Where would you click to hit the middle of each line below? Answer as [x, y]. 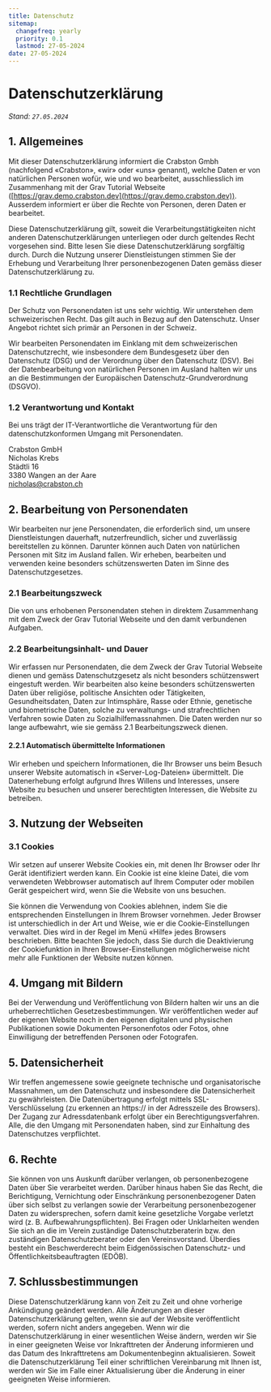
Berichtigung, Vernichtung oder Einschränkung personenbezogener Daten [132, 1197]
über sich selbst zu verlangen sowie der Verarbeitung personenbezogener [132, 1205]
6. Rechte [33, 1160]
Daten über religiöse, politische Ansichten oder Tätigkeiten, [107, 692]
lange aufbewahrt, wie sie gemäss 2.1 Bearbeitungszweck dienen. [118, 727]
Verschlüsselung [36, 1108]
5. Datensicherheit [56, 1062]
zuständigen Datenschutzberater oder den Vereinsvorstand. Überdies [125, 1239]
